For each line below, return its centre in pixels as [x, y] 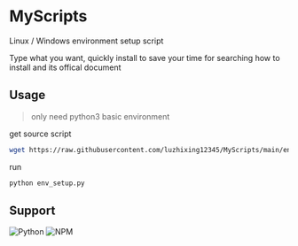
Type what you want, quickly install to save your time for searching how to [145, 58]
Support [32, 210]
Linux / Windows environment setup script [86, 41]
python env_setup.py [47, 183]
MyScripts [48, 16]
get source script [40, 134]
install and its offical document [65, 67]
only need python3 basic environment [100, 116]
